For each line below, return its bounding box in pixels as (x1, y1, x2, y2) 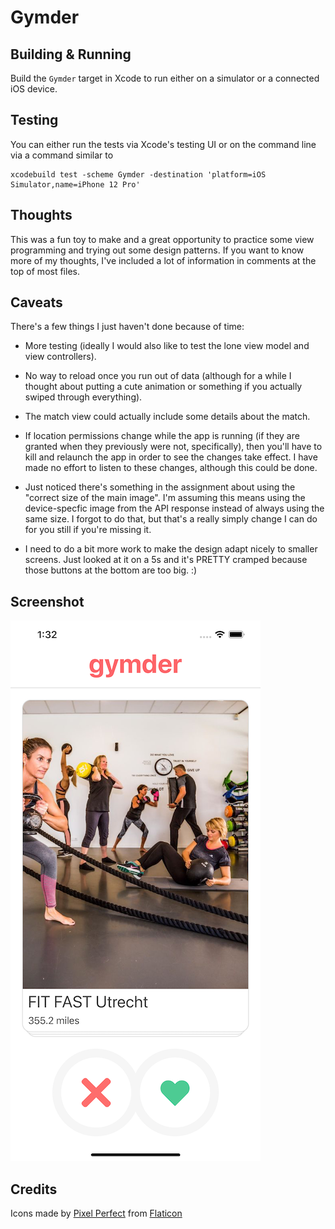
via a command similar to (10, 149, 114, 161)
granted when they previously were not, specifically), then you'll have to (24, 441, 323, 453)
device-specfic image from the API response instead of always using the (24, 502, 325, 515)
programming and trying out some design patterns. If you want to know (10, 244, 305, 256)
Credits (10, 1181, 58, 1198)
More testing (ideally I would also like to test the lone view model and (24, 340, 310, 352)
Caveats (10, 294, 63, 311)
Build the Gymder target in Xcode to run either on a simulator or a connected (10, 72, 320, 84)
